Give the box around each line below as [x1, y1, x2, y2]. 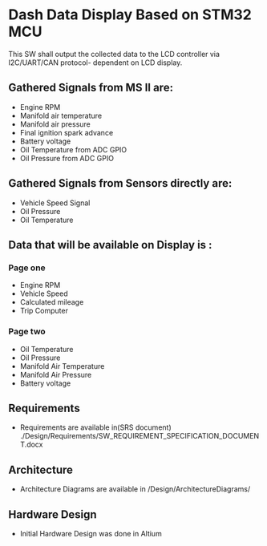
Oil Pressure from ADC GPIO [19, 153, 115, 163]
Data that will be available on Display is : [8, 238, 212, 252]
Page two [8, 326, 46, 338]
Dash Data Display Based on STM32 [8, 6, 253, 24]
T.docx [19, 439, 43, 450]
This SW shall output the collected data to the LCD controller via [8, 49, 220, 59]
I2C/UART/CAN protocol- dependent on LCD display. [8, 58, 183, 67]
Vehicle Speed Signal [19, 198, 91, 208]
